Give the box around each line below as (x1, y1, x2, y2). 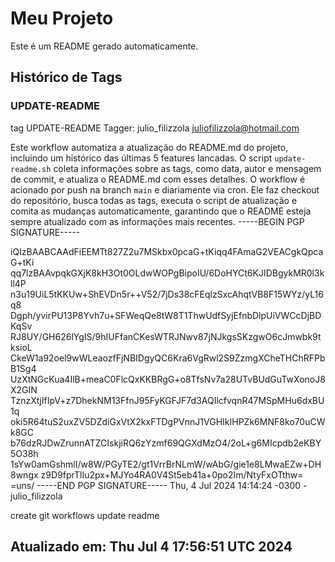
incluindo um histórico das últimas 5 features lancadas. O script (10, 152, 273, 164)
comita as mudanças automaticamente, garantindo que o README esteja (10, 205, 312, 217)
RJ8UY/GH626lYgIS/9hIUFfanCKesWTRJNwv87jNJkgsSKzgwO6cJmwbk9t (10, 330, 322, 342)
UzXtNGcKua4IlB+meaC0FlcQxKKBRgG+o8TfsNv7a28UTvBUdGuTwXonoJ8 (10, 373, 326, 385)
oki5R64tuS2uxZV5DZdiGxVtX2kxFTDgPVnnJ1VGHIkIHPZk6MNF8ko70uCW (10, 415, 326, 427)
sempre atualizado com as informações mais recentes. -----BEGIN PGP (10, 215, 305, 227)
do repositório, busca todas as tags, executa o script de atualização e (10, 194, 298, 206)
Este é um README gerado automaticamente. (10, 40, 199, 52)
